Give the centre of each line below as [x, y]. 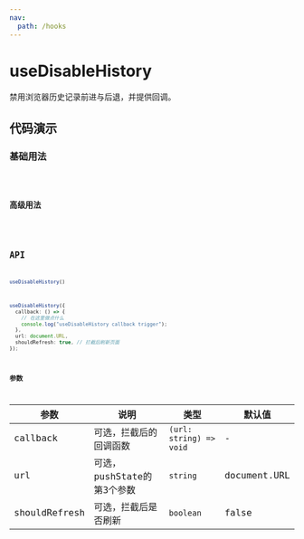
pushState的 [123, 476]
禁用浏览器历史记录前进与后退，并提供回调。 [93, 97]
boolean [185, 513]
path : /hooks [42, 26]
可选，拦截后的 [126, 432]
